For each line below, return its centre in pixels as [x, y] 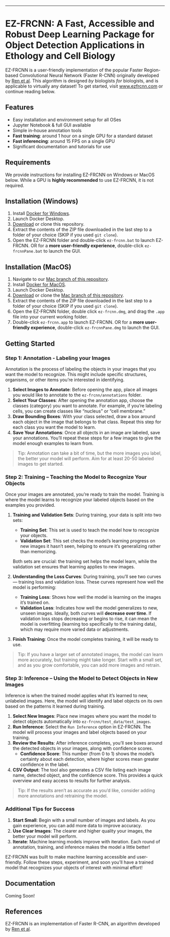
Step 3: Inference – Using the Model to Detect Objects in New [82, 678]
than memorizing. [38, 552]
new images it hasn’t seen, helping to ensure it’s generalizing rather [90, 546]
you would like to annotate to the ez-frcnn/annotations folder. [77, 395]
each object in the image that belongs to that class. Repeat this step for [87, 422]
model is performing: [34, 587]
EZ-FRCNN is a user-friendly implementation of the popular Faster [74, 70]
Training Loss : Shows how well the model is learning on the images [91, 597]
